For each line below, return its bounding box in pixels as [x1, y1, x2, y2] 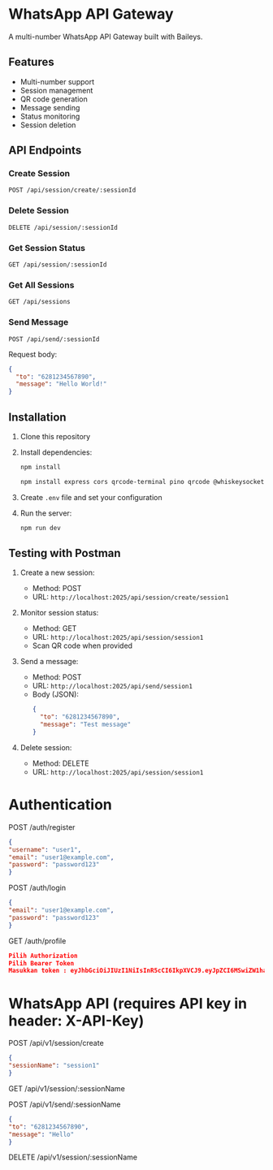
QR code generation [19, 94, 88, 104]
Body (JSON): [32, 689, 80, 699]
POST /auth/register [8, 822, 76, 832]
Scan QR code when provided [32, 641, 132, 650]
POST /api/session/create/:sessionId [8, 186, 136, 195]
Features [8, 55, 54, 69]
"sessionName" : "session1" [8, 1061, 100, 1070]
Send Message [8, 317, 69, 328]
